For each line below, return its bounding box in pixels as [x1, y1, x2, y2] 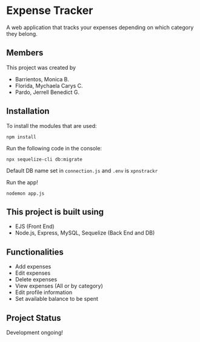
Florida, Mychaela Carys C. [15, 82, 83, 89]
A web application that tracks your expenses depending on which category [6, 24, 194, 31]
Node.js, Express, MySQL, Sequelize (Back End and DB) [15, 229, 155, 236]
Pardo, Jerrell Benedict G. [15, 89, 80, 96]
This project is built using [6, 207, 104, 217]
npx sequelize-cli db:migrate [6, 156, 83, 163]
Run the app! [6, 178, 38, 186]
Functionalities [6, 247, 64, 257]
